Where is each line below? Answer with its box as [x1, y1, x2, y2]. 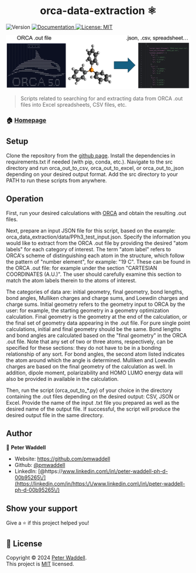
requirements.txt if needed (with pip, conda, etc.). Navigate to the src [6, 158, 173, 165]
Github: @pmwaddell [14, 462, 66, 469]
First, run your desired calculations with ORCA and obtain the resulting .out [6, 209, 187, 216]
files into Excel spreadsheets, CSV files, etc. [20, 101, 127, 108]
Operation [6, 194, 44, 204]
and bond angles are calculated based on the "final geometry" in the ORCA [6, 332, 187, 339]
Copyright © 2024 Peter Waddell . [6, 554, 87, 561]
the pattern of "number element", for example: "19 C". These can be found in [6, 258, 191, 265]
